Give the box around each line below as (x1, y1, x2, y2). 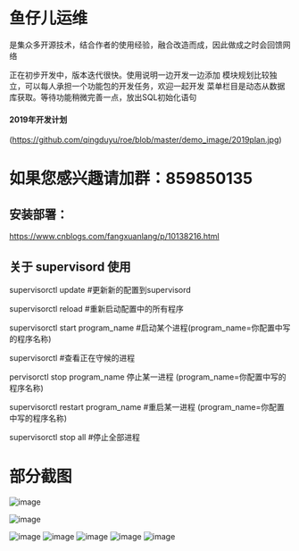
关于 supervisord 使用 (9, 259, 131, 274)
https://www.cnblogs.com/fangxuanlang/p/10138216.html (9, 231, 220, 242)
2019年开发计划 (9, 113, 68, 125)
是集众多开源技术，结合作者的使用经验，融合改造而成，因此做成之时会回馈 (9, 39, 283, 50)
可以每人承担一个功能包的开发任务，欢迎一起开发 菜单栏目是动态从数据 (24, 80, 286, 91)
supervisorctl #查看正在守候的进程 (9, 352, 136, 363)
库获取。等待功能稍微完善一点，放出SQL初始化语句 (9, 91, 197, 103)
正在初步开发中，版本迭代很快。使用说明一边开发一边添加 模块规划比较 (9, 69, 270, 80)
